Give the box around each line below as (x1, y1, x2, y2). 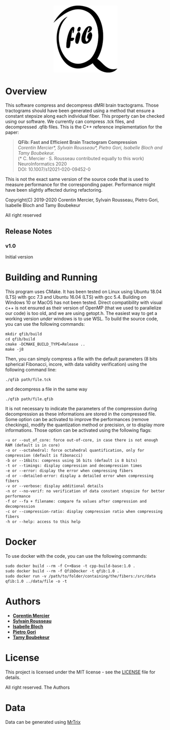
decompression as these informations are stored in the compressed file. (5, 411, 156, 417)
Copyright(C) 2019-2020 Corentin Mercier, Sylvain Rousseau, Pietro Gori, (5, 197, 159, 203)
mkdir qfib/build (5, 332, 42, 337)
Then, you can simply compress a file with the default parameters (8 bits (5, 356, 158, 362)
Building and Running (5, 272, 98, 283)
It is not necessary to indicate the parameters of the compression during (5, 406, 157, 412)
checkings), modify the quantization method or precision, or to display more (5, 422, 164, 428)
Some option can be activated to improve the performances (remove (5, 416, 149, 423)
